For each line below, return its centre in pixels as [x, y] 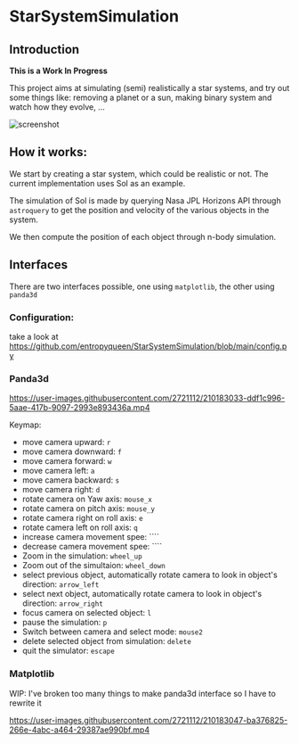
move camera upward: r [66, 442]
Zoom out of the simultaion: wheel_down [94, 566]
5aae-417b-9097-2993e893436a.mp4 [80, 408]
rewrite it [25, 703]
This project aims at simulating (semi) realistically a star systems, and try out [149, 88]
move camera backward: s [71, 480]
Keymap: [25, 425]
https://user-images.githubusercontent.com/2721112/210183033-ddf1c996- [147, 398]
